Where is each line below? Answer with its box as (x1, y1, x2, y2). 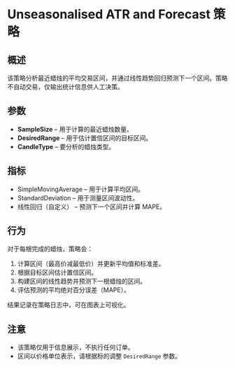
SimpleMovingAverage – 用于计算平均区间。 (17, 185, 145, 193)
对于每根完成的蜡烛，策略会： (7, 244, 93, 253)
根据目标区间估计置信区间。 (17, 268, 98, 277)
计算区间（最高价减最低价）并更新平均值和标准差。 (17, 260, 165, 268)
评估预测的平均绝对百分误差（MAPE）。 (17, 286, 131, 294)
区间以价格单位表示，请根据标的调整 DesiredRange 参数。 (17, 352, 182, 361)
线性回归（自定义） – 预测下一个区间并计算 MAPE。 (17, 202, 166, 211)
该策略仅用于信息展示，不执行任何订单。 (17, 343, 134, 352)
